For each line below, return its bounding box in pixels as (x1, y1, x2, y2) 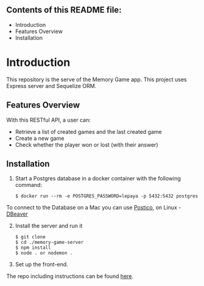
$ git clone (15, 234, 46, 240)
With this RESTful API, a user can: (6, 116, 91, 123)
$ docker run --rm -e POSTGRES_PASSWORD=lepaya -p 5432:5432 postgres (15, 193, 199, 199)
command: (15, 182, 43, 189)
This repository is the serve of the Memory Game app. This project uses (6, 76, 187, 83)
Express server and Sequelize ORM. (6, 82, 97, 89)
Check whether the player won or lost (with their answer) (15, 141, 158, 148)
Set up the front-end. (15, 261, 68, 268)
